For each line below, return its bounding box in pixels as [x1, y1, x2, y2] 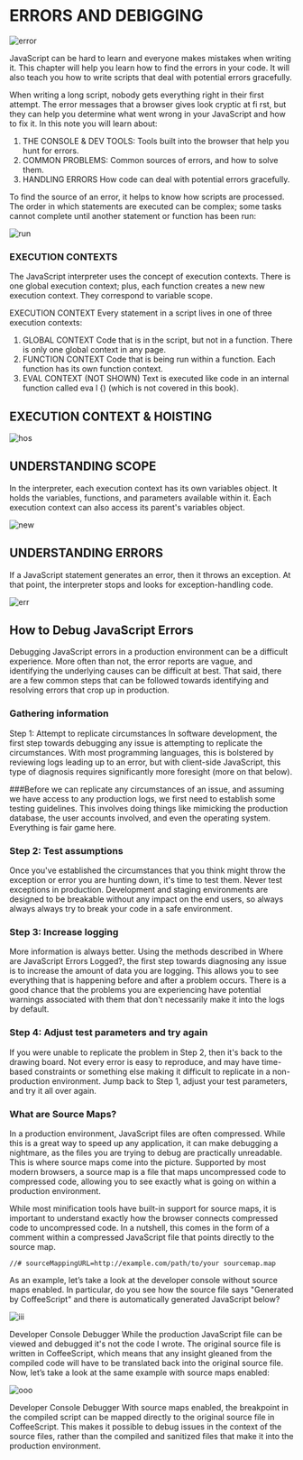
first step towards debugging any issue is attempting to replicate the [9, 737, 263, 748]
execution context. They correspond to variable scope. [9, 290, 214, 301]
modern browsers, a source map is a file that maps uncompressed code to [9, 1166, 287, 1177]
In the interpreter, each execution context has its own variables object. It [9, 482, 278, 493]
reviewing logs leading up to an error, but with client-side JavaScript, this [9, 757, 281, 767]
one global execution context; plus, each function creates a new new [9, 280, 266, 291]
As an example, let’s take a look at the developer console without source [9, 1274, 278, 1285]
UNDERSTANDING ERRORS [9, 546, 164, 561]
